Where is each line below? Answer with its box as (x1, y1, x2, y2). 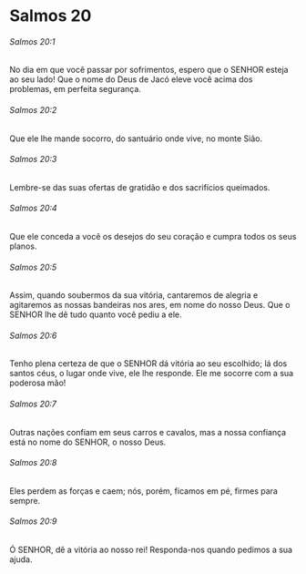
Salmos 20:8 (9, 457, 57, 468)
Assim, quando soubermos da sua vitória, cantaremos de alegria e (9, 290, 259, 301)
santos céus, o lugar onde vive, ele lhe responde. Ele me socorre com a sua (9, 368, 294, 379)
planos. (9, 241, 37, 251)
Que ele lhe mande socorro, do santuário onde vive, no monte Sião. (9, 133, 262, 144)
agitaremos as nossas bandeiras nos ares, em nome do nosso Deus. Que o (9, 300, 291, 311)
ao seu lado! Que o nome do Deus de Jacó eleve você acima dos (9, 74, 253, 85)
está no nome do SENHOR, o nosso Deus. (9, 436, 167, 447)
